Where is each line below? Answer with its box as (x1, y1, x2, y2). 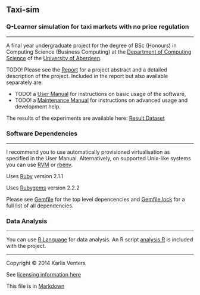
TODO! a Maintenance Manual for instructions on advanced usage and (14, 97, 188, 104)
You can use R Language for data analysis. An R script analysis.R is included (6, 236, 193, 243)
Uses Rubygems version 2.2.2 (6, 184, 80, 191)
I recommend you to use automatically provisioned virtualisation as (6, 148, 170, 156)
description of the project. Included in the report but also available (6, 72, 168, 79)
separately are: (6, 79, 43, 86)
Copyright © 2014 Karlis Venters (6, 259, 86, 267)
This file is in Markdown (6, 282, 65, 290)
